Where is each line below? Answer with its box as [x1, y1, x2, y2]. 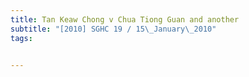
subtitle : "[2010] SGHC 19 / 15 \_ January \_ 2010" [10, 24, 217, 34]
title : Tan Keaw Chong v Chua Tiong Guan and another [10, 14, 240, 25]
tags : [10, 33, 33, 43]
